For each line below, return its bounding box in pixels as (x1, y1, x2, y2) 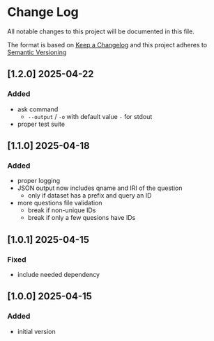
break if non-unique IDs (27, 206, 96, 214)
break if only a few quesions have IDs (27, 214, 136, 222)
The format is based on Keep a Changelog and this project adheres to (7, 40, 208, 49)
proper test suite (17, 120, 65, 128)
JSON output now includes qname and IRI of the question (17, 184, 183, 192)
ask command (17, 105, 59, 113)
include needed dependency (17, 271, 100, 278)
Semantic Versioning (7, 48, 67, 56)
